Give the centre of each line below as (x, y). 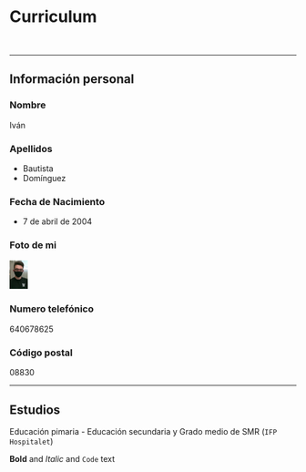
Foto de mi (33, 245)
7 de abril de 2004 (57, 221)
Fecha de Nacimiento (57, 201)
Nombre (28, 105)
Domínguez (44, 178)
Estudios (35, 410)
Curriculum (53, 17)
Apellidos (31, 149)
